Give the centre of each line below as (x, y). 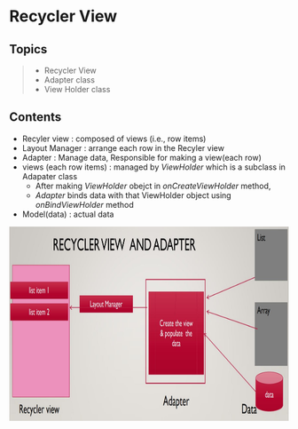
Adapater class (50, 176)
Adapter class (70, 80)
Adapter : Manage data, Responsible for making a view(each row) (141, 157)
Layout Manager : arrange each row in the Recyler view (123, 147)
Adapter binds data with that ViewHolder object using (133, 195)
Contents (35, 117)
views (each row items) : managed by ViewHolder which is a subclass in (154, 167)
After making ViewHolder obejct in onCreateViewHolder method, (153, 186)
